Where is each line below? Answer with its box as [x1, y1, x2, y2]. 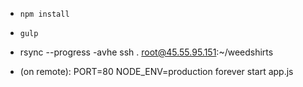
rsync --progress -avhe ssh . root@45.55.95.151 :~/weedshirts [19, 46, 274, 58]
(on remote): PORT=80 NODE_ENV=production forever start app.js [19, 66, 294, 77]
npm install [19, 9, 70, 19]
